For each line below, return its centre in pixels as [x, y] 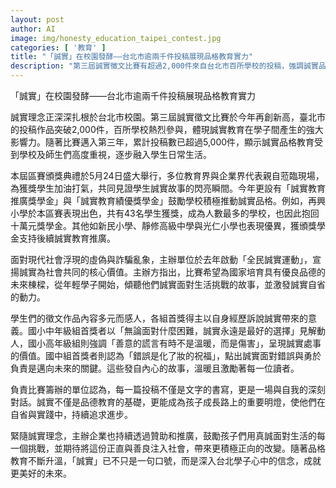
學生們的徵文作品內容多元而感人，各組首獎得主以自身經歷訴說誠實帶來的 [159, 318]
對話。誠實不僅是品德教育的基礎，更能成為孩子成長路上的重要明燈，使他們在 [168, 402]
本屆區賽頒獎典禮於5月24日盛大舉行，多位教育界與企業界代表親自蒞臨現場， [167, 175]
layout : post [37, 19]
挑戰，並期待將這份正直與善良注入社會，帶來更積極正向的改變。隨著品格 [176, 448]
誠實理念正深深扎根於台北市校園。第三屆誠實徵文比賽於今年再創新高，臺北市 [168, 117]
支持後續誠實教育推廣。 [67, 238]
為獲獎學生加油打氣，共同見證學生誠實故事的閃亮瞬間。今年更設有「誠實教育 [168, 188]
